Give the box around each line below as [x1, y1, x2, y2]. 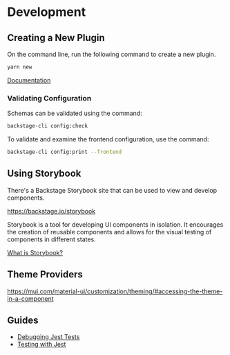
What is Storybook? [7, 248, 64, 257]
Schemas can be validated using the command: [7, 109, 143, 118]
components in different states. [7, 235, 97, 243]
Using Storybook [7, 168, 82, 180]
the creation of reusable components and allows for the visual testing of [7, 227, 212, 236]
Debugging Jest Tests [17, 333, 80, 341]
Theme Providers [7, 268, 83, 281]
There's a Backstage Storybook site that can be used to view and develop [7, 186, 218, 194]
